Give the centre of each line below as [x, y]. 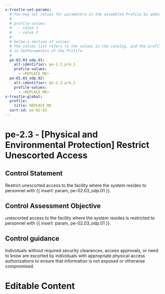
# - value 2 [24, 32]
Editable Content [40, 286]
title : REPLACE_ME [33, 106]
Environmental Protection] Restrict [77, 145]
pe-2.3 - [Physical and [52, 134]
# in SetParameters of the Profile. [47, 51]
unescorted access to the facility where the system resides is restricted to [80, 218]
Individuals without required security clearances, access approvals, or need [82, 250]
